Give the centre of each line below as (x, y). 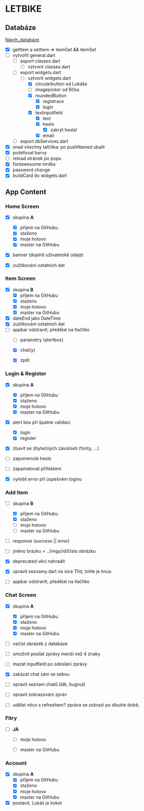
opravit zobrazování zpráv (40, 695)
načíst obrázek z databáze (40, 644)
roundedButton (51, 95)
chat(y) (28, 350)
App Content (26, 192)
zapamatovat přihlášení (37, 469)
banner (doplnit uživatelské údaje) (48, 255)
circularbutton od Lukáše (61, 84)
